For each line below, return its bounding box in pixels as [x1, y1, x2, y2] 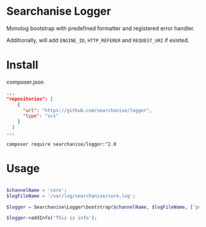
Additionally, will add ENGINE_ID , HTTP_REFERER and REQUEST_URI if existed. [6, 36, 189, 44]
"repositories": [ [6, 96, 53, 102]
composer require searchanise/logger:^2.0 [6, 141, 116, 147]
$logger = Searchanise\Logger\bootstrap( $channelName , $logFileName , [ [6, 204, 193, 210]
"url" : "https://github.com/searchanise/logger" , [22, 107, 152, 113]
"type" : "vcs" [22, 113, 59, 119]
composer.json [6, 78, 44, 85]
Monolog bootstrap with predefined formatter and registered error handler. [6, 25, 195, 32]
